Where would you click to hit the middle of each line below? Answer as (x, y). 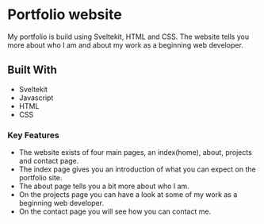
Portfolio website (65, 15)
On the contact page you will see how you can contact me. (115, 211)
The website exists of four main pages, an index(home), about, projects (136, 153)
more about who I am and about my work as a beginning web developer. (125, 44)
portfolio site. (40, 178)
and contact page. (49, 161)
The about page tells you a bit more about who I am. (104, 186)
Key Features (34, 135)
